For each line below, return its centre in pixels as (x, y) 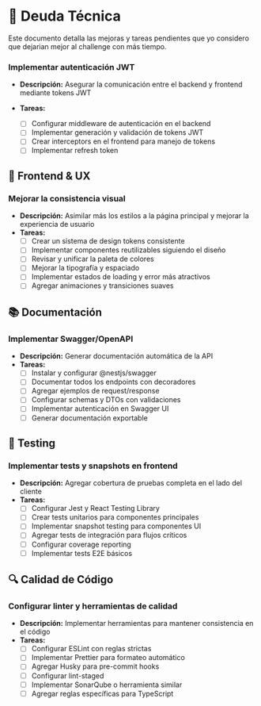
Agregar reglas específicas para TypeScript (102, 693)
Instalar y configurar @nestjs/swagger (94, 373)
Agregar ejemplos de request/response (95, 391)
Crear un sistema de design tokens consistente (108, 241)
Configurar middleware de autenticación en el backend (121, 124)
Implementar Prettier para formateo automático (108, 658)
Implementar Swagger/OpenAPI (71, 339)
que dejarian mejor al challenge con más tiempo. (87, 46)
